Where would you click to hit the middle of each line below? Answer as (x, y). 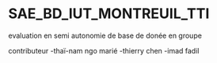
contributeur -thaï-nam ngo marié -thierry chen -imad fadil (104, 50)
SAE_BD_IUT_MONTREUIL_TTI (109, 14)
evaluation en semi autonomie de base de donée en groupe (105, 35)
